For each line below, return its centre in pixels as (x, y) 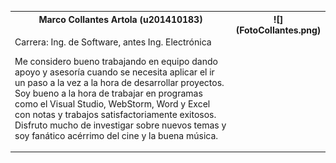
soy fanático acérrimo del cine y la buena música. (116, 135)
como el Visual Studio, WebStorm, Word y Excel (112, 103)
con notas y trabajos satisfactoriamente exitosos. (115, 114)
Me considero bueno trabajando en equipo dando (116, 61)
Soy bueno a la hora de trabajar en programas (108, 93)
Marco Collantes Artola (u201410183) (120, 19)
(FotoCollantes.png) (278, 30)
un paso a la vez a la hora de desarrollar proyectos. (119, 82)
